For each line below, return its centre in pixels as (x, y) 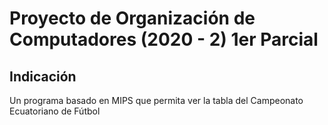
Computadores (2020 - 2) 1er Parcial (164, 39)
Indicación (43, 76)
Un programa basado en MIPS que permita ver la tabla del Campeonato (156, 100)
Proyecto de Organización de (132, 18)
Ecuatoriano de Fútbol (55, 111)
